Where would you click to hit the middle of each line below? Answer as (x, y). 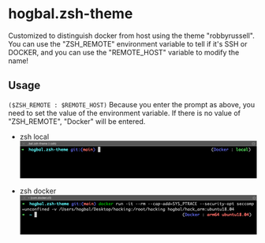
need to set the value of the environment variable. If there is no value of (124, 113)
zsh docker (38, 191)
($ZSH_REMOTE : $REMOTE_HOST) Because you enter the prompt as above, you (131, 104)
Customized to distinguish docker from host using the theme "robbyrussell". (131, 36)
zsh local (34, 136)
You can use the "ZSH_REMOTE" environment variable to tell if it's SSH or (128, 43)
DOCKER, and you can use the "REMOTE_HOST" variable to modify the (124, 52)
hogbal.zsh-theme (71, 14)
